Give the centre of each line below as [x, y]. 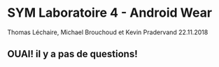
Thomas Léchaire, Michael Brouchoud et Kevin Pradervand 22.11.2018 [108, 32]
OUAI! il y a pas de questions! [72, 54]
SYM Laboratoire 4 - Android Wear [109, 13]
